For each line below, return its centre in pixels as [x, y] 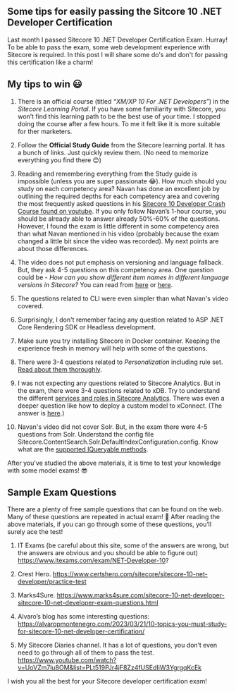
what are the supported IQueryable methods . [83, 449]
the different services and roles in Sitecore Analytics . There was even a [121, 398]
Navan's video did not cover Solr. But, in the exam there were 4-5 [112, 427]
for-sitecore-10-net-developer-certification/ [81, 631]
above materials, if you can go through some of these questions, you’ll [110, 524]
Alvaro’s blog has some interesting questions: [83, 617]
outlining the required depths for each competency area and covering [118, 196]
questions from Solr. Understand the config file [86, 434]
